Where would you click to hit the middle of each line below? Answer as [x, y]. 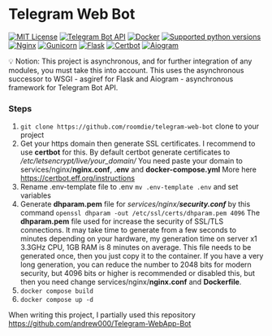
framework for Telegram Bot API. [63, 87]
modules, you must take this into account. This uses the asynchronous [127, 70]
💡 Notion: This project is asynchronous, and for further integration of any [130, 61]
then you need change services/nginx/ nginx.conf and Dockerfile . [131, 282]
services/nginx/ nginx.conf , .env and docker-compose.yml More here [138, 170]
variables [35, 195]
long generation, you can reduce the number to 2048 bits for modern [136, 264]
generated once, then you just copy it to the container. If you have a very [142, 256]
